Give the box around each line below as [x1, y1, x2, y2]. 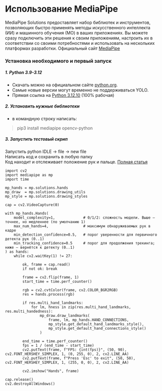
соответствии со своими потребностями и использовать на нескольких [5, 40, 155, 46]
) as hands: [5, 249, 29, 254]
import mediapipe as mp [5, 172, 53, 177]
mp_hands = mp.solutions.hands [5, 185, 68, 190]
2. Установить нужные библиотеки [5, 103, 80, 109]
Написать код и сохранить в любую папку [5, 153, 93, 159]
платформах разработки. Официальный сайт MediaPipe [5, 45, 120, 51]
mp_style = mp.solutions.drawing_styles [5, 194, 88, 199]
